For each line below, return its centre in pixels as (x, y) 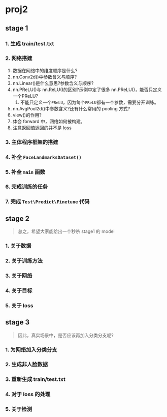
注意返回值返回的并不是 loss (42, 128)
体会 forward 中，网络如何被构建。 (49, 121)
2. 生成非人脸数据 (27, 365)
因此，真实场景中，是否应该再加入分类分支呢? (65, 335)
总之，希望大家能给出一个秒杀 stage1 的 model (66, 231)
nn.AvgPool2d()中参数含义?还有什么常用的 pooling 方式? (71, 108)
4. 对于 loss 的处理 (28, 394)
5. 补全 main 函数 (25, 172)
